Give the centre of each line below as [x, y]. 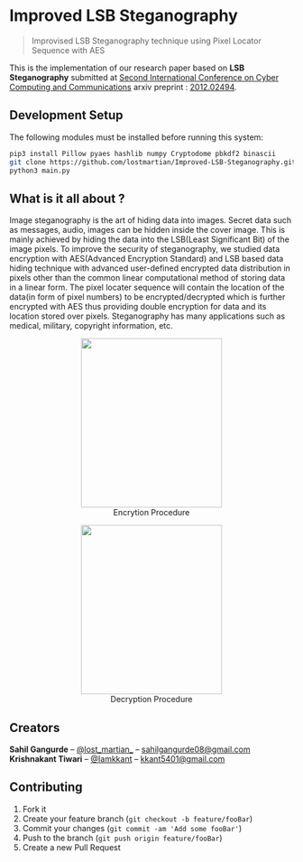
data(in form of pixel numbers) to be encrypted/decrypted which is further [147, 297]
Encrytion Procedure [151, 513]
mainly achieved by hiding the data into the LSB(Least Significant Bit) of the [150, 239]
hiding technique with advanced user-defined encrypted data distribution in [150, 268]
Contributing [46, 788]
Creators [35, 728]
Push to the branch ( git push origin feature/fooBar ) [122, 838]
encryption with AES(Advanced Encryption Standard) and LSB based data [147, 259]
